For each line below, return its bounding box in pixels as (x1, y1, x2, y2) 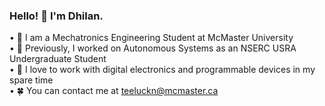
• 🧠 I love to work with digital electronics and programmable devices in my (9, 64, 316, 76)
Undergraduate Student (9, 53, 107, 65)
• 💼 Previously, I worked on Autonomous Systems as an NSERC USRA (9, 42, 297, 54)
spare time (9, 74, 54, 86)
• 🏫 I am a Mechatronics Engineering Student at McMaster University (9, 32, 294, 44)
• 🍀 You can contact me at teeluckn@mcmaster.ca (9, 85, 219, 97)
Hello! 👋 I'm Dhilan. (9, 9, 104, 23)
